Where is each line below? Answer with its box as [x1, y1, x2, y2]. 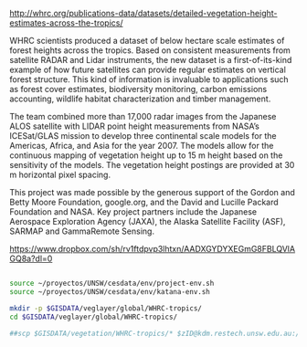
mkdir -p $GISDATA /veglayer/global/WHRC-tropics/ [9, 303, 203, 313]
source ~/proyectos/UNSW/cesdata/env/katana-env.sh [9, 287, 210, 296]
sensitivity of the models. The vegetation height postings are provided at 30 [9, 160, 295, 170]
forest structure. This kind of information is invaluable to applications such [9, 74, 290, 85]
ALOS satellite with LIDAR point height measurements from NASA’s [9, 121, 260, 131]
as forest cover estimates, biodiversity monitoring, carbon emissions [9, 84, 268, 94]
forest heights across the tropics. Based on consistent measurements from [9, 45, 291, 56]
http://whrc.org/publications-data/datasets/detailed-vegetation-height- [9, 8, 278, 18]
